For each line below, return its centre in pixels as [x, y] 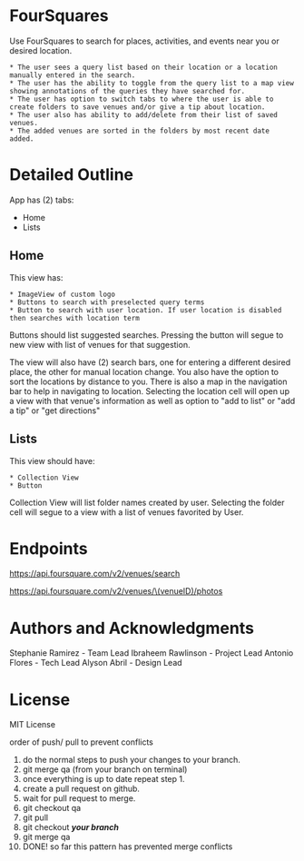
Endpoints [49, 548]
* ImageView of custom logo [63, 294]
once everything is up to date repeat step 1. [103, 779]
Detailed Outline [72, 175]
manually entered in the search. [73, 75]
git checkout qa [52, 808]
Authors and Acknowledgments [132, 628]
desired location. [41, 50]
